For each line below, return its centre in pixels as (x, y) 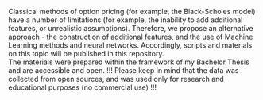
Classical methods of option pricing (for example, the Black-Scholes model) (132, 12)
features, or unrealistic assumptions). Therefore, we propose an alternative (131, 28)
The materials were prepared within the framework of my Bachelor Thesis (129, 62)
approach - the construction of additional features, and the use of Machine (131, 37)
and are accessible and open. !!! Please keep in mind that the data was (124, 70)
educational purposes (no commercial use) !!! (83, 87)
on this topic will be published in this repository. (86, 54)
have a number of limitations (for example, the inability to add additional (126, 20)
